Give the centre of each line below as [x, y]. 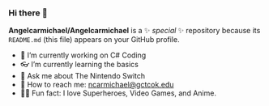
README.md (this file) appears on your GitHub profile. [94, 40]
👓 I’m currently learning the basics [79, 65]
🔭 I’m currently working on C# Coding [83, 55]
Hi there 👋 [28, 13]
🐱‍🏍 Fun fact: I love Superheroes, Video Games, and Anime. [118, 93]
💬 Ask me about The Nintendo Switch [83, 76]
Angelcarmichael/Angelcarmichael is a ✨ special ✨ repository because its [134, 31]
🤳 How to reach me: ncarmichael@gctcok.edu [97, 85]
